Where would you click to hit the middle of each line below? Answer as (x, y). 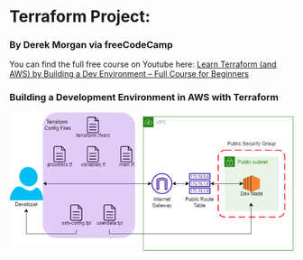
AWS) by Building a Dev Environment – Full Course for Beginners (129, 74)
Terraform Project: (80, 17)
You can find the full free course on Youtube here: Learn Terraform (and (143, 64)
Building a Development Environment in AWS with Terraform (144, 97)
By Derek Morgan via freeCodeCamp (91, 45)
